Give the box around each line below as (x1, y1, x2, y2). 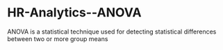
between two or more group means (7, 34, 108, 42)
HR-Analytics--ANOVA (7, 5, 142, 21)
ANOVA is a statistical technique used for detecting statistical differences (7, 27, 217, 36)
